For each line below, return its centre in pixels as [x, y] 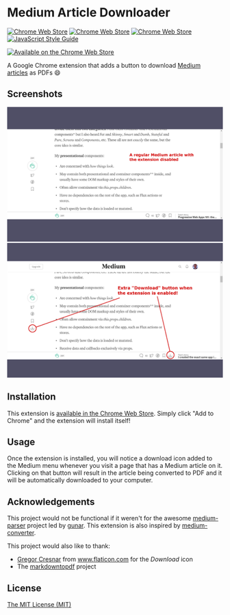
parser [16, 525]
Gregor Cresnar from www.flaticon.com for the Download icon [105, 560]
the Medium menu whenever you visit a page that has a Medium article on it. [115, 466]
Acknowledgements [51, 502]
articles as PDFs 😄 [34, 73]
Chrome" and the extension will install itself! [69, 420]
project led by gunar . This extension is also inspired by [104, 525]
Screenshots [35, 94]
